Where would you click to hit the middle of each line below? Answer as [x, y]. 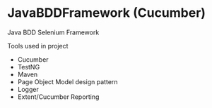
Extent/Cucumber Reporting [58, 97]
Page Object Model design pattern [67, 81]
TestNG [29, 67]
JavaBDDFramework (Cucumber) [107, 13]
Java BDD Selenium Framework [53, 32]
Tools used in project [38, 46]
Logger [28, 89]
